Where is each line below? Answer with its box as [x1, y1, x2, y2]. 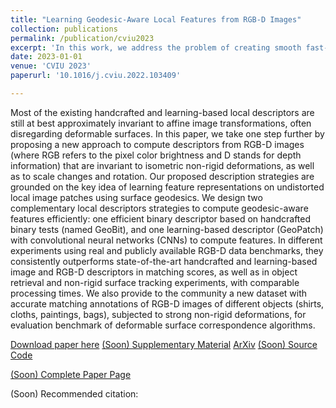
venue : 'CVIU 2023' [10, 61, 92, 71]
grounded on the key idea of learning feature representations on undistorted [10, 181, 325, 193]
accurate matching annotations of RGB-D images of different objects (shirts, [10, 297, 325, 310]
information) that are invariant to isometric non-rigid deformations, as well [10, 159, 315, 171]
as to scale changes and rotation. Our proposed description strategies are [10, 170, 315, 182]
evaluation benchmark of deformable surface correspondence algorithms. [10, 319, 316, 331]
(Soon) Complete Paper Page [10, 368, 132, 380]
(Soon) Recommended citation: [10, 387, 139, 400]
